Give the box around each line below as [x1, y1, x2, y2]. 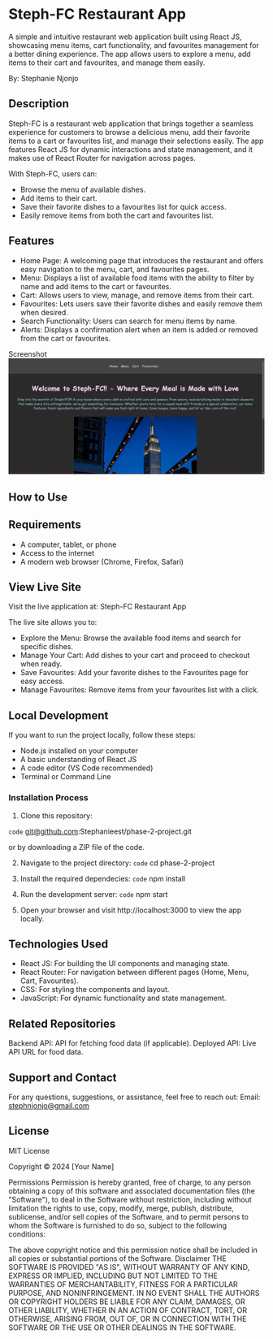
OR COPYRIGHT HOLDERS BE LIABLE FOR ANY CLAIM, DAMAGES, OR [8, 1297, 245, 1306]
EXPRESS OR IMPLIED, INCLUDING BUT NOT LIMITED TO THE [8, 1271, 218, 1280]
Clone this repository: [19, 810, 93, 821]
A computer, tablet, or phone [19, 539, 117, 549]
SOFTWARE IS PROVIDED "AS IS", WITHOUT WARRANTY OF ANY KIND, [8, 1262, 250, 1272]
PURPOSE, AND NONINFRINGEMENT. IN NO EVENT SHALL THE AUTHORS [8, 1288, 260, 1298]
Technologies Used [8, 937, 108, 951]
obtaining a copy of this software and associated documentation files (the [8, 1185, 256, 1195]
